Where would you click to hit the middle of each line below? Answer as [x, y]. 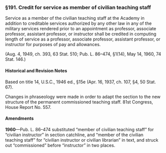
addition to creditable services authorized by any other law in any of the [79, 23]
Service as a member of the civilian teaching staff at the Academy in [75, 18]
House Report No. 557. [28, 107]
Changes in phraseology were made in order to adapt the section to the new [83, 97]
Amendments [19, 118]
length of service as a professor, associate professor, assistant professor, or [83, 39]
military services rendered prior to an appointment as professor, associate [81, 29]
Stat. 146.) [16, 59]
